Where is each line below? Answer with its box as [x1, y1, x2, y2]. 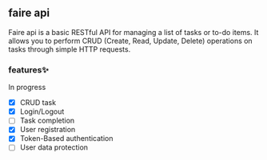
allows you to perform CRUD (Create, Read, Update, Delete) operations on [8, 36, 253, 45]
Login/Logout [19, 107, 65, 116]
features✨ [8, 64, 50, 75]
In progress [8, 83, 46, 92]
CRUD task [19, 98, 57, 107]
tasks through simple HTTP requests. [8, 44, 131, 54]
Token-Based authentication [19, 134, 114, 143]
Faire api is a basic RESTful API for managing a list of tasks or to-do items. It [8, 27, 259, 37]
